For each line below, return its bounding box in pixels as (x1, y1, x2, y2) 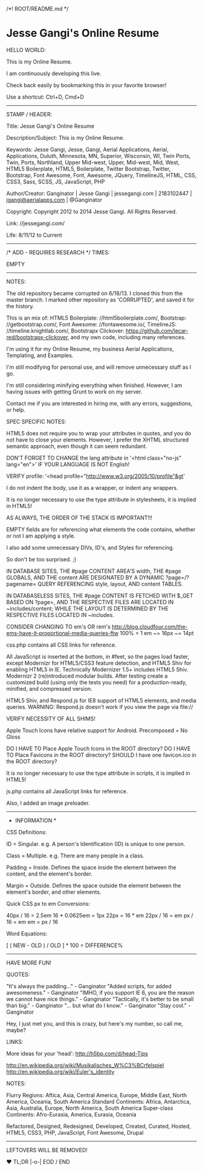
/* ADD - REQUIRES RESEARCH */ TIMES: (6, 248, 110, 256)
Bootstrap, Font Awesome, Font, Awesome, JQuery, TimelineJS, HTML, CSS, (6, 171, 197, 179)
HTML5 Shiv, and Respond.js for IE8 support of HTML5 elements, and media (6, 696, 196, 704)
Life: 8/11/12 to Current (6, 231, 62, 239)
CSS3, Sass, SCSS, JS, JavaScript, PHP (6, 178, 105, 185)
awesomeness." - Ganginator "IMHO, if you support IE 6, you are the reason (6, 989, 195, 996)
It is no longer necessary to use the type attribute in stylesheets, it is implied (6, 496, 196, 503)
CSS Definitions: (6, 828, 47, 836)
